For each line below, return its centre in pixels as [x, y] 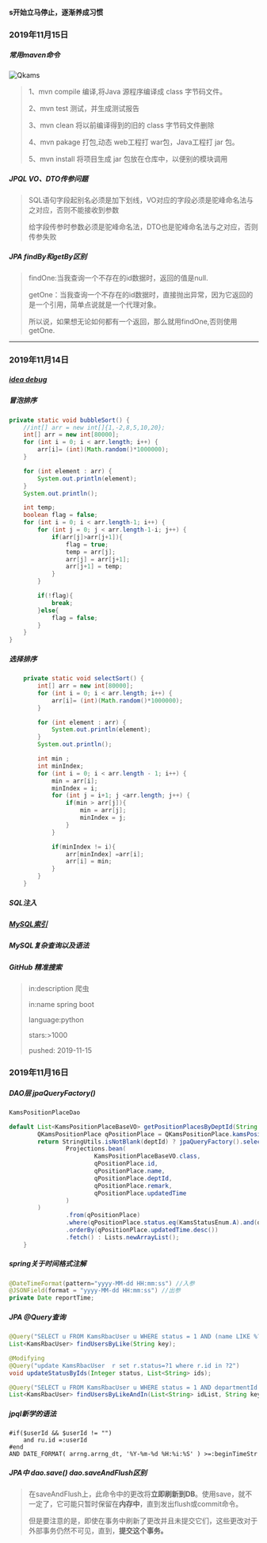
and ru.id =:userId [55, 1440]
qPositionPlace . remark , [133, 1185]
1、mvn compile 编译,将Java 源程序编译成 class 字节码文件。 [127, 92]
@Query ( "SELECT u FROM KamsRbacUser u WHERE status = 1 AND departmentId [133, 1388]
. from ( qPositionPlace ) [103, 1216]
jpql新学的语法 [33, 1413]
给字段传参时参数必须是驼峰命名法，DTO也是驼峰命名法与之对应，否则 [143, 227]
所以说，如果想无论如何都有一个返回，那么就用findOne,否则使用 [133, 322]
